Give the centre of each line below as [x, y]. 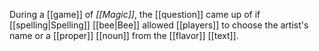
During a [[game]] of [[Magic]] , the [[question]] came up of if [135, 14]
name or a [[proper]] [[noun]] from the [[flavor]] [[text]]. [124, 35]
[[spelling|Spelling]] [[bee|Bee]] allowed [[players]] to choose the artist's [159, 25]
